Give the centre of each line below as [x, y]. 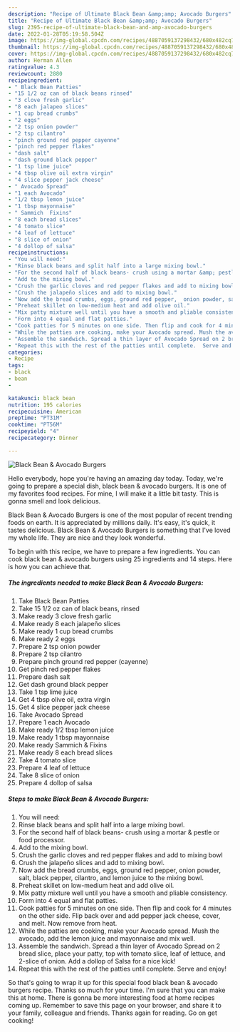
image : [18, 41]
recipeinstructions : [39, 253]
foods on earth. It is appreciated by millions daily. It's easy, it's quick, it [112, 522]
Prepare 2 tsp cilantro [50, 654]
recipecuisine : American [45, 412]
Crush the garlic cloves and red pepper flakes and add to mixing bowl [120, 855]
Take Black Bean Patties [54, 601]
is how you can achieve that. [50, 566]
